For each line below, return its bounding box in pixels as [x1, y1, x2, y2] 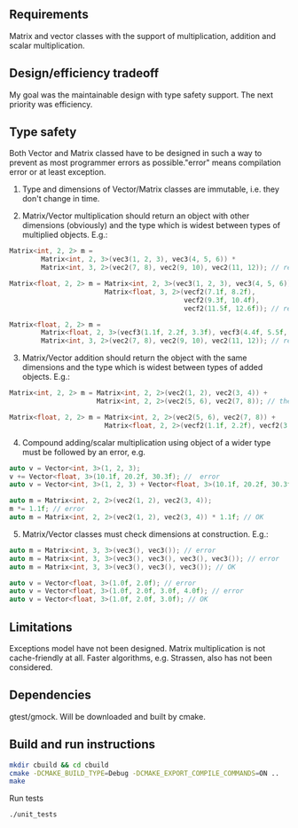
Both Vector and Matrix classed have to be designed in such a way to [9, 148, 263, 159]
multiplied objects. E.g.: [21, 230, 108, 241]
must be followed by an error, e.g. [21, 446, 146, 457]
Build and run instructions [9, 737, 156, 753]
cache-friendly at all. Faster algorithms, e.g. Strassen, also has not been [9, 652, 273, 663]
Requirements [9, 7, 89, 22]
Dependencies [9, 688, 91, 703]
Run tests [9, 793, 44, 804]
